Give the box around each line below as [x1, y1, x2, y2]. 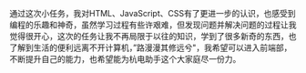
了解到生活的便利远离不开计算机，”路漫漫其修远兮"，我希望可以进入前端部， [9, 42, 292, 53]
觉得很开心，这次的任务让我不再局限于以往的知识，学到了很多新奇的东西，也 [9, 31, 297, 41]
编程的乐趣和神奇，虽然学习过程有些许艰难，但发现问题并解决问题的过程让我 [9, 19, 297, 30]
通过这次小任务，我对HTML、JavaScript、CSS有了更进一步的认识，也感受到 [9, 8, 296, 18]
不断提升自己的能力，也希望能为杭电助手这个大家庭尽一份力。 [9, 54, 241, 64]
